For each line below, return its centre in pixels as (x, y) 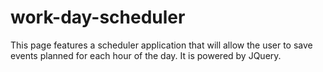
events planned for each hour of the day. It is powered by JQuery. (146, 55)
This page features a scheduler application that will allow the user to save (161, 45)
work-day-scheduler (98, 17)
